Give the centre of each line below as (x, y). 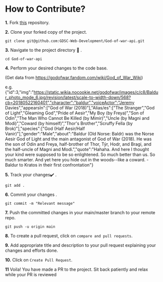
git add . (15, 185)
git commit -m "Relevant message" (40, 203)
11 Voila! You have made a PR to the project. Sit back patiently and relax (77, 269)
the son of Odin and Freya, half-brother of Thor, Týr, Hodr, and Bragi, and (78, 144)
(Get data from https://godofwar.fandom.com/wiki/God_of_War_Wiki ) (74, 77)
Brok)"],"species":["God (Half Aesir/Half (45, 129)
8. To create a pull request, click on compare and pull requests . (69, 236)
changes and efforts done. (32, 250)
